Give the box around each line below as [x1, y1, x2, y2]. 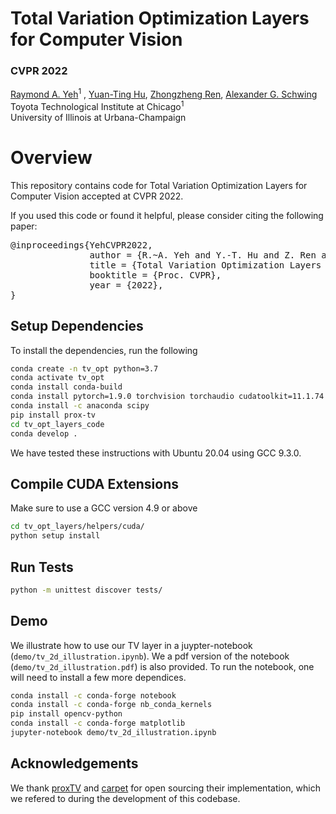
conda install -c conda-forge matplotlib [10, 718, 186, 729]
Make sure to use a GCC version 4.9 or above [10, 502, 198, 514]
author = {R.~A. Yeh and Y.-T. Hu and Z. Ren [89, 249, 317, 261]
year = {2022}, [89, 279, 164, 291]
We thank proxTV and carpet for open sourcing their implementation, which [10, 782, 321, 794]
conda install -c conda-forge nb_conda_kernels [10, 700, 213, 710]
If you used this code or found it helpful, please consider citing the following [10, 209, 324, 221]
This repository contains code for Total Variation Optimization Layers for [10, 179, 308, 191]
